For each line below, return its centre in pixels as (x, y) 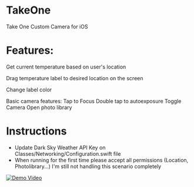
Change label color (29, 90)
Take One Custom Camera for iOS (47, 27)
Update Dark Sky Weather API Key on (60, 147)
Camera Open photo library (39, 107)
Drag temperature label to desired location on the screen (75, 78)
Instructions (36, 131)
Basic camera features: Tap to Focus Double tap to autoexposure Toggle (94, 101)
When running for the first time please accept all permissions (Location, (101, 160)
